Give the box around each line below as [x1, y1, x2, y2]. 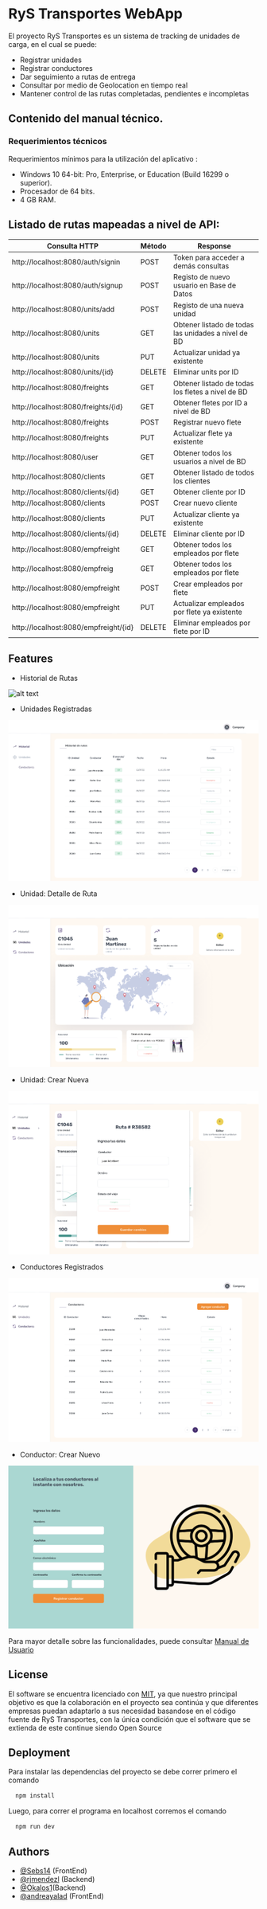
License [8, 1668, 48, 1681]
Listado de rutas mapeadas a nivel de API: [8, 218, 220, 232]
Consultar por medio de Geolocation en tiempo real [19, 80, 188, 90]
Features [8, 652, 53, 666]
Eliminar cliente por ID [173, 529, 245, 538]
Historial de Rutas [19, 673, 78, 683]
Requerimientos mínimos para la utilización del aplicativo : [8, 154, 198, 163]
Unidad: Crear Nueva [19, 1075, 89, 1085]
